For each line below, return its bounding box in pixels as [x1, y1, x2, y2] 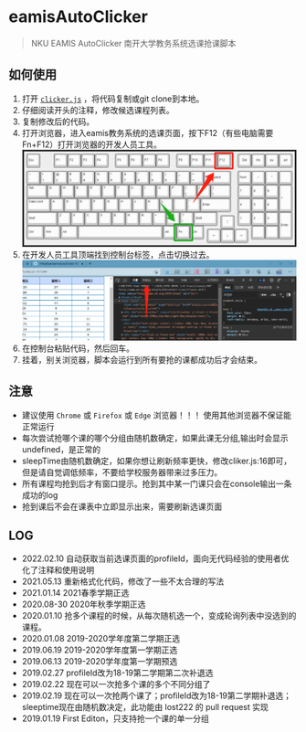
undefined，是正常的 [21, 443, 101, 454]
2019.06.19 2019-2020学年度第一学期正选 [21, 644, 178, 655]
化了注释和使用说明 [21, 565, 95, 576]
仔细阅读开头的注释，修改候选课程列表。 [21, 104, 174, 115]
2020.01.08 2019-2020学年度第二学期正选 [21, 633, 180, 644]
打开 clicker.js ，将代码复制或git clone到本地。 [21, 93, 205, 104]
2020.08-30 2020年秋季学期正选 [21, 599, 146, 610]
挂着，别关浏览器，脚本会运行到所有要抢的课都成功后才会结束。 [21, 354, 262, 365]
